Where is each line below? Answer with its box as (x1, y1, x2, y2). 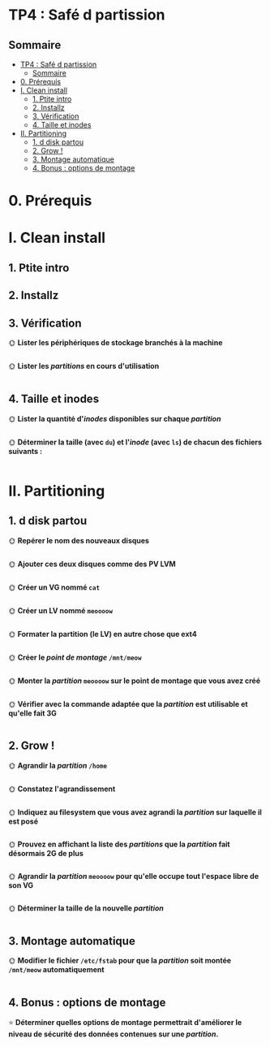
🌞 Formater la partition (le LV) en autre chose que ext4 (8, 629, 197, 638)
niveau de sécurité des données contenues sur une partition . (8, 1029, 219, 1039)
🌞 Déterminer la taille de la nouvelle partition (8, 903, 165, 913)
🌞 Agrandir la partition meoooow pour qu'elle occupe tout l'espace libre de (8, 871, 259, 880)
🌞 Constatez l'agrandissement (8, 784, 116, 794)
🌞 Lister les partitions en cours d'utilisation (8, 361, 160, 370)
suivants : (8, 446, 43, 456)
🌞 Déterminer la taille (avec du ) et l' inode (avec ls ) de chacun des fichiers (8, 437, 262, 447)
